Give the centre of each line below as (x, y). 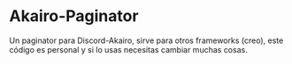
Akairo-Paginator (74, 16)
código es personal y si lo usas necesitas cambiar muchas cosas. (128, 49)
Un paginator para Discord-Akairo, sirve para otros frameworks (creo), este (146, 40)
